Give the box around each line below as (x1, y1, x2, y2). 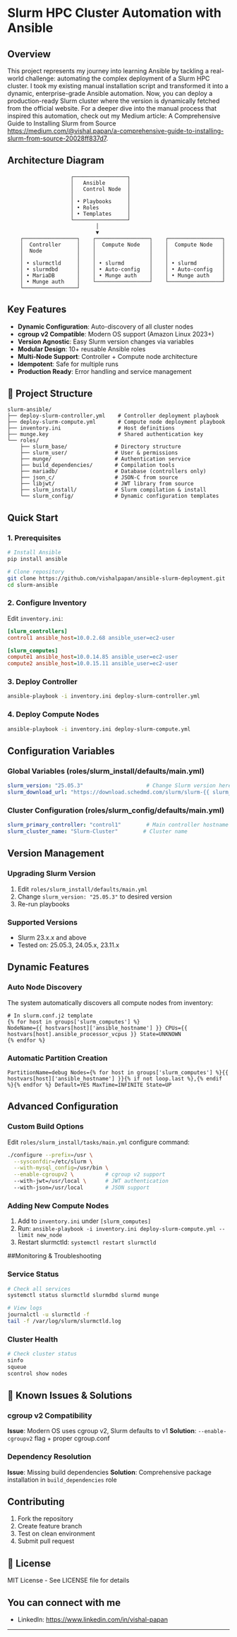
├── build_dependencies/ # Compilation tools (20, 462, 175, 469)
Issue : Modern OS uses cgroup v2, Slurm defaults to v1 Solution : (7, 1427, 197, 1435)
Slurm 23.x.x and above (17, 933, 87, 942)
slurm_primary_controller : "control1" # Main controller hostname (7, 822, 229, 829)
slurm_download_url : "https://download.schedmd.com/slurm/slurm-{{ (7, 789, 210, 796)
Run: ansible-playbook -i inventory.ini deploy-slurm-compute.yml (17, 1224, 217, 1233)
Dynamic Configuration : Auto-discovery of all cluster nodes (17, 322, 194, 331)
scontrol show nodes (7, 1370, 68, 1377)
